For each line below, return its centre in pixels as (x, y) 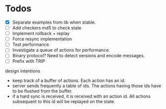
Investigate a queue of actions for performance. (61, 50)
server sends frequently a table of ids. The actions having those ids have (87, 86)
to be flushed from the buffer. (42, 91)
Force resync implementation (42, 39)
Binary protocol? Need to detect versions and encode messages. (79, 56)
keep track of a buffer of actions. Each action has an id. (69, 81)
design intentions (23, 71)
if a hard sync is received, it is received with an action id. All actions (82, 96)
